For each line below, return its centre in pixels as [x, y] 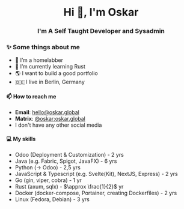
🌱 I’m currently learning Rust [50, 67]
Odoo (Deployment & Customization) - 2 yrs [69, 154]
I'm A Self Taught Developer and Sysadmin [101, 31]
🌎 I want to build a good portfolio [56, 73]
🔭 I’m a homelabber [39, 60]
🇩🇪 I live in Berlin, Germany [50, 82]
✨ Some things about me [43, 47]
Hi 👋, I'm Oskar [101, 12]
